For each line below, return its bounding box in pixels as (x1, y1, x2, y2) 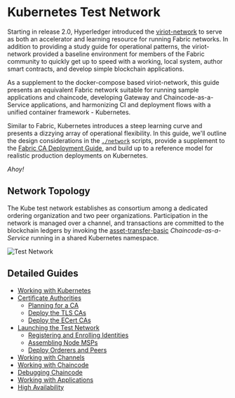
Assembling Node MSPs (27, 338, 98, 347)
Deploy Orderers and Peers (27, 345, 107, 354)
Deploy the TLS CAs (27, 308, 86, 317)
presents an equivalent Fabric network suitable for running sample (7, 85, 199, 94)
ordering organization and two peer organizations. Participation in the (7, 211, 208, 219)
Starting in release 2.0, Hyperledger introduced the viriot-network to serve (7, 27, 222, 36)
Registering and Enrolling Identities (27, 331, 129, 339)
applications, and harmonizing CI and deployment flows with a (30, 100, 211, 109)
